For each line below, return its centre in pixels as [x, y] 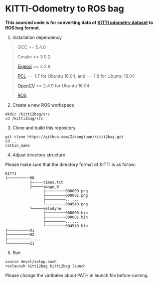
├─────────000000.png [66, 191]
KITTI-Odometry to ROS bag [65, 9]
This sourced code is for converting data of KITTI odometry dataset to [79, 22]
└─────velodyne [45, 208]
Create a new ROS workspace [43, 105]
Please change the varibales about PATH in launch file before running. [77, 275]
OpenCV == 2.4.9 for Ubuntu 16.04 [53, 86]
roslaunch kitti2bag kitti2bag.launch [45, 266]
